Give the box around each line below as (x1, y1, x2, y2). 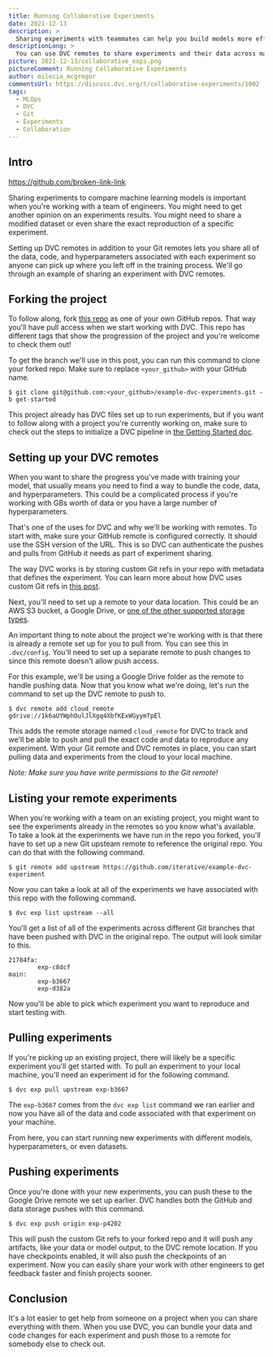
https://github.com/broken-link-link (8, 176, 126, 187)
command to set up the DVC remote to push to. (8, 689, 167, 699)
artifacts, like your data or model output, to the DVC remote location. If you (8, 1242, 258, 1252)
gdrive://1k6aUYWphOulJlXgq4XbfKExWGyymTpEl (8, 712, 162, 720)
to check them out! (8, 340, 71, 349)
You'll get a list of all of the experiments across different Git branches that (8, 923, 255, 933)
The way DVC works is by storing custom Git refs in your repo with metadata (8, 564, 265, 574)
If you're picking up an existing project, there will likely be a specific (8, 1052, 236, 1062)
